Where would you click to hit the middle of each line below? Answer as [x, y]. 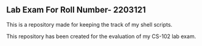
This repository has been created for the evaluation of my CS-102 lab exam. [101, 36]
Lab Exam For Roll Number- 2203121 [76, 10]
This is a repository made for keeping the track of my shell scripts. [89, 24]
